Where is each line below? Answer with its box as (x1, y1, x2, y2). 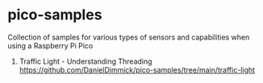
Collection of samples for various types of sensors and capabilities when (7, 32, 250, 42)
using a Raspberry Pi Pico (7, 40, 94, 50)
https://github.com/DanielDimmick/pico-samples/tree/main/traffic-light (19, 64, 256, 74)
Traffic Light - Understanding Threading (19, 56, 152, 66)
